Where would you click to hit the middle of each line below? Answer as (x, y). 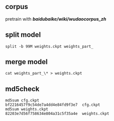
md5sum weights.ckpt (27, 109)
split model (23, 35)
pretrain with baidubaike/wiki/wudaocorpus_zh (56, 19)
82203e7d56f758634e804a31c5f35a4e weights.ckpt (57, 114)
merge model (26, 62)
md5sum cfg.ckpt (22, 101)
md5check (22, 89)
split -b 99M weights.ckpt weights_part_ (49, 46)
